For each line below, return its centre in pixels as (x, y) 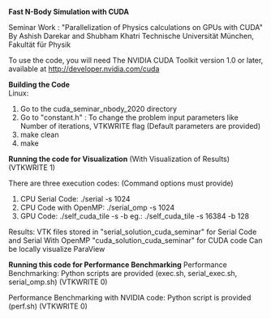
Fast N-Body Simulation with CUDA (69, 12)
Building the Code (39, 85)
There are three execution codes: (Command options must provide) (121, 183)
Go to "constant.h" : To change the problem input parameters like (129, 117)
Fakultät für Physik (40, 45)
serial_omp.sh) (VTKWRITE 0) (58, 282)
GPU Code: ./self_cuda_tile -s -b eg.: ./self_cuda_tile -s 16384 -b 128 (135, 216)
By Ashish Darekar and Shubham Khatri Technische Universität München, (131, 36)
